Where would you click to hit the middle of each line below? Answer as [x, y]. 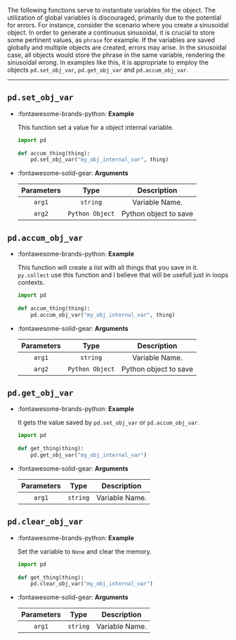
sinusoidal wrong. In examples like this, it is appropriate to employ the [108, 62]
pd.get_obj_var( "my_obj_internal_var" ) [89, 455]
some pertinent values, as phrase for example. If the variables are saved [111, 40]
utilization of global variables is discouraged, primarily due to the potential [114, 18]
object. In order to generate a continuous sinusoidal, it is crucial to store [111, 32]
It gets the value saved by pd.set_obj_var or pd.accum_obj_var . [108, 423]
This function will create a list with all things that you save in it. [108, 268]
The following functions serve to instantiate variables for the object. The [112, 10]
